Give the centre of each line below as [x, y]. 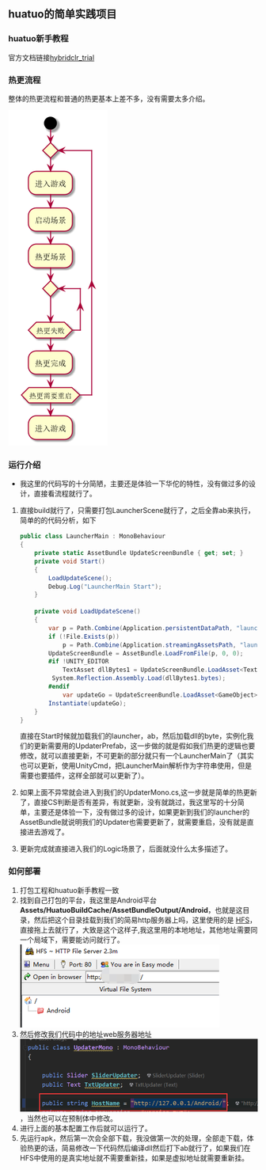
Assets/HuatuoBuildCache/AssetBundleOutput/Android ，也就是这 [131, 910]
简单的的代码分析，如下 [58, 520]
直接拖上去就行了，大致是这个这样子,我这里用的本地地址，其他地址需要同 [139, 929]
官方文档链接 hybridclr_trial [51, 57]
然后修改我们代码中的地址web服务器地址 [85, 1034]
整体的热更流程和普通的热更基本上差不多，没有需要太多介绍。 [109, 98]
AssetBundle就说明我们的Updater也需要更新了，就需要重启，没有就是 [133, 822]
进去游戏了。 [47, 832]
